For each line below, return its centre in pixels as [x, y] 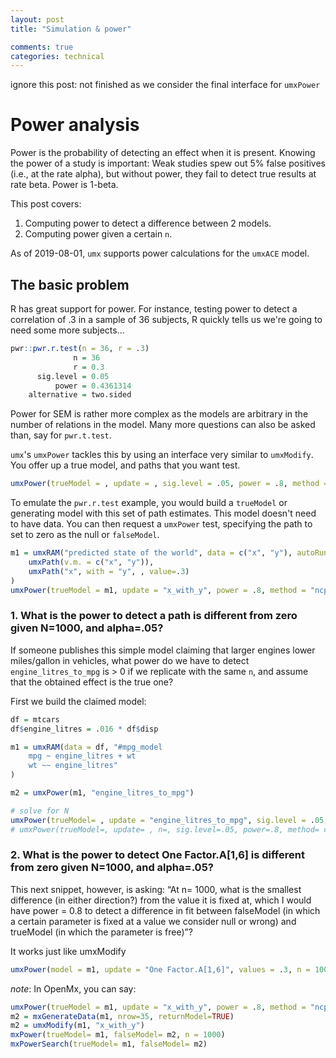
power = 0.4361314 [93, 386]
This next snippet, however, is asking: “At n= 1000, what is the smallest [156, 889]
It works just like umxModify [68, 951]
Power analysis [75, 125]
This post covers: [46, 204]
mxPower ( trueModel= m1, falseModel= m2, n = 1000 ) [118, 1035]
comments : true [42, 47]
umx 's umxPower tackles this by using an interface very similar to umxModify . [162, 455]
